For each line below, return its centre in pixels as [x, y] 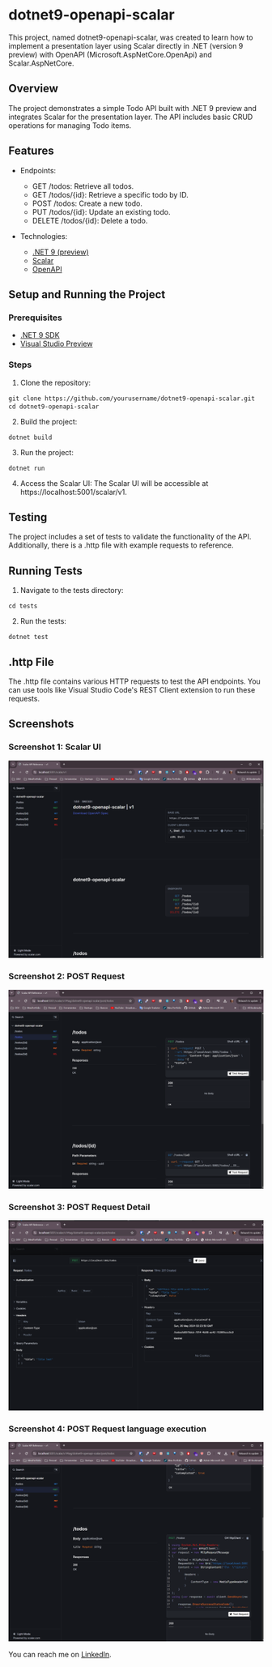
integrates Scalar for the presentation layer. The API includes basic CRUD [131, 117]
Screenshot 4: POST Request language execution [107, 1429]
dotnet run [27, 468]
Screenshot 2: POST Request [67, 976]
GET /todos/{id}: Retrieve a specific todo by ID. [110, 194]
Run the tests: [43, 621]
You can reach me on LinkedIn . [60, 1655]
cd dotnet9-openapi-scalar [54, 407]
